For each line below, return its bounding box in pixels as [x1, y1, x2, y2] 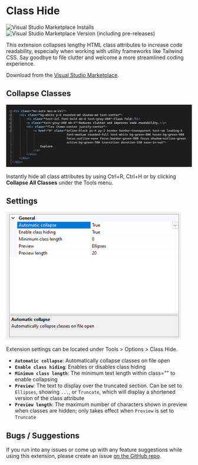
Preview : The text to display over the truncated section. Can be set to [14, 382, 183, 390]
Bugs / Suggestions [6, 430, 80, 440]
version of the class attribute [14, 395, 84, 402]
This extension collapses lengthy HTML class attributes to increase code [6, 41, 183, 48]
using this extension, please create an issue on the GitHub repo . [6, 453, 161, 460]
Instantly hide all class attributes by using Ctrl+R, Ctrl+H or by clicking [6, 173, 177, 180]
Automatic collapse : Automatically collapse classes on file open [14, 357, 170, 364]
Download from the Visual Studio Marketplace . [6, 71, 120, 78]
